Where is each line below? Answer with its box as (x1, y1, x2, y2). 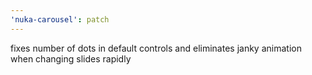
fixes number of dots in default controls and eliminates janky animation (10, 42, 302, 54)
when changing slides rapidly (10, 52, 132, 65)
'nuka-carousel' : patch (10, 14, 110, 25)
